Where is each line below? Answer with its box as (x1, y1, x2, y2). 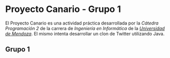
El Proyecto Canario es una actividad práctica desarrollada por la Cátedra (5, 20, 159, 26)
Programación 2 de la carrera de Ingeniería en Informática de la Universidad (5, 25, 165, 31)
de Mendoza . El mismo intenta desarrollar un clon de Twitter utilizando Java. (5, 30, 165, 36)
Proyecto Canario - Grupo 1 (5, 3, 121, 15)
